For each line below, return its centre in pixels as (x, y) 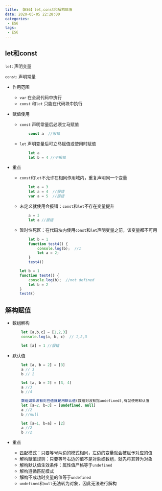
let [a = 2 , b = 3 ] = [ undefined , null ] (59, 405)
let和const (21, 54)
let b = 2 (38, 285)
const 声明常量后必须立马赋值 (49, 124)
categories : (17, 19)
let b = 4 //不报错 (47, 157)
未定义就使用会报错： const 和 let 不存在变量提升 (67, 206)
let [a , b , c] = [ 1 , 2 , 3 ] (44, 332)
